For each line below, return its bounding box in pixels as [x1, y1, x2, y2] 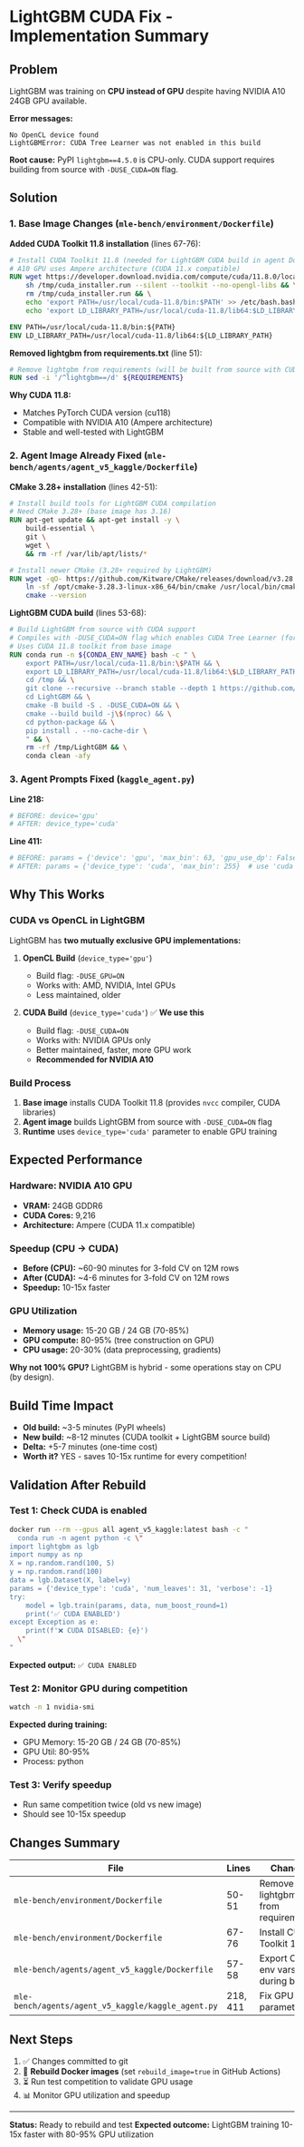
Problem [9, 62, 59, 77]
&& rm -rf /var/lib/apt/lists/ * [25, 549, 147, 559]
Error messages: [9, 113, 73, 123]
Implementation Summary [9, 25, 210, 46]
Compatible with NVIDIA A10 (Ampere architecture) [22, 417, 214, 428]
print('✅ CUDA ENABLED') [25, 1609, 121, 1618]
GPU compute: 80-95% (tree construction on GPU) [22, 1335, 214, 1346]
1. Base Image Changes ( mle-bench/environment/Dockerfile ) [9, 218, 274, 230]
